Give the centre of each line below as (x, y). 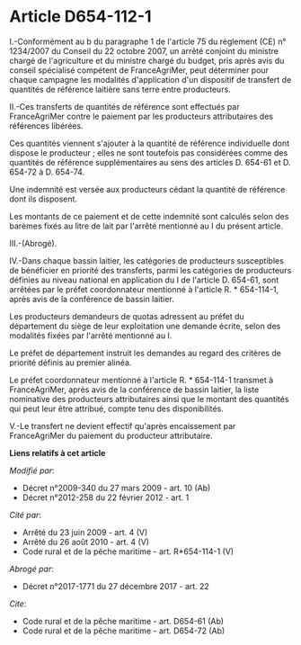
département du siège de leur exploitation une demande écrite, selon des (145, 326)
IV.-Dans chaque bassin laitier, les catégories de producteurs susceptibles (147, 260)
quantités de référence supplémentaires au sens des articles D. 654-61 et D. (150, 162)
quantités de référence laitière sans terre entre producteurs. (120, 89)
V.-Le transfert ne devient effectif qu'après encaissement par (123, 426)
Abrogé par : (31, 569)
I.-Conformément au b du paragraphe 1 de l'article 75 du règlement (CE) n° (148, 41)
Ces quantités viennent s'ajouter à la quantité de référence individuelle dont (150, 143)
